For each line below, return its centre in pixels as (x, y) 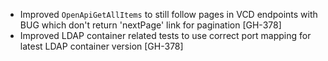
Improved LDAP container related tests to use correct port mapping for (165, 35)
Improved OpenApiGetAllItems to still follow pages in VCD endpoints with (168, 14)
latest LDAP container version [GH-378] (101, 46)
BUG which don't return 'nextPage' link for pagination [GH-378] (150, 25)
